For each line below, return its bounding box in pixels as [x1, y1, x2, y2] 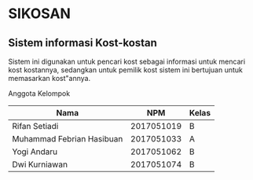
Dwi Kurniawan [12, 159, 68, 170]
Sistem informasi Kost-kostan [8, 36, 157, 50]
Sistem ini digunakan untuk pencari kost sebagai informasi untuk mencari [8, 57, 246, 66]
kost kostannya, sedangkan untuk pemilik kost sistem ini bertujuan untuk [8, 65, 244, 75]
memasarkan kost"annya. [8, 74, 91, 83]
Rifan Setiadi [12, 121, 59, 131]
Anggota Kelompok [8, 89, 71, 98]
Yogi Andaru [12, 146, 57, 157]
